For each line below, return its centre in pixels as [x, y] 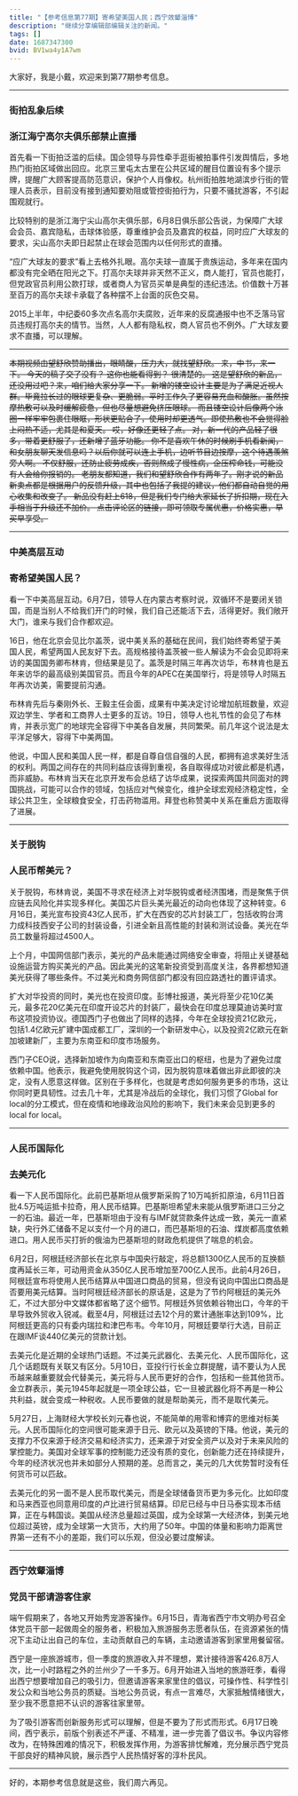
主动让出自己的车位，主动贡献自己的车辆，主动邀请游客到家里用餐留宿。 [157, 1640]
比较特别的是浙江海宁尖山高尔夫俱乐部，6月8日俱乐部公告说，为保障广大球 [146, 221]
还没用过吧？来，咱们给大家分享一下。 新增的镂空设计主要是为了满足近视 [142, 385]
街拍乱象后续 [37, 110]
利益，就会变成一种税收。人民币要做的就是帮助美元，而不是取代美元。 [145, 1400]
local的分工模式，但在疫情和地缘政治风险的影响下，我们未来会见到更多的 [142, 1104]
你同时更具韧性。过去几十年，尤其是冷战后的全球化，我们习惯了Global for [144, 1092]
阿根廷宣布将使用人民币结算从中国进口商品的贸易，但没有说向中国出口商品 [145, 1281]
